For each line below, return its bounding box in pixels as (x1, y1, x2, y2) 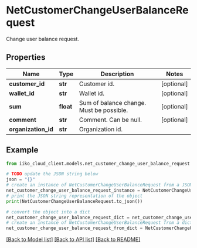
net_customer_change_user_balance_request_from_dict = (6, 225, 143, 232)
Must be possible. (79, 106, 128, 114)
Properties (6, 52, 46, 62)
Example (6, 145, 39, 155)
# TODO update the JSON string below (6, 171, 98, 177)
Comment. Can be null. (79, 115, 142, 124)
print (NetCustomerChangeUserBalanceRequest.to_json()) (6, 198, 143, 204)
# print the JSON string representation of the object (6, 193, 143, 199)
